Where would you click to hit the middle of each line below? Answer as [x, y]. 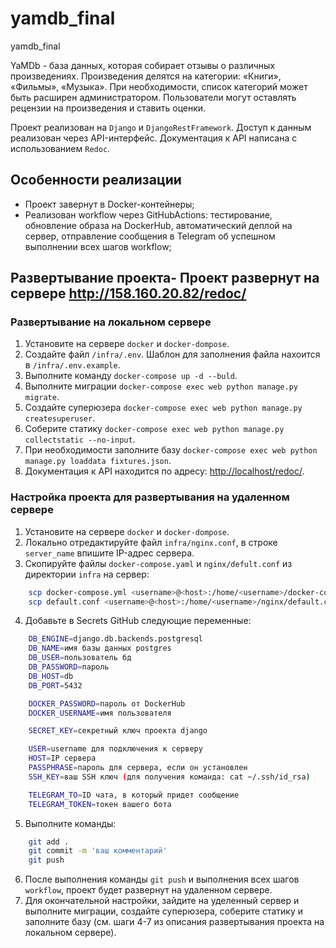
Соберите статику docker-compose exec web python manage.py [154, 429]
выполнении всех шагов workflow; [98, 246]
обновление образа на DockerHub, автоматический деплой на [158, 225]
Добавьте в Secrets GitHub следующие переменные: [138, 621]
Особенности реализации [96, 180]
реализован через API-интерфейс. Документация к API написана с [154, 138]
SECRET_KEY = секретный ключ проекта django [118, 731]
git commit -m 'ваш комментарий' [98, 851]
